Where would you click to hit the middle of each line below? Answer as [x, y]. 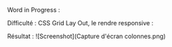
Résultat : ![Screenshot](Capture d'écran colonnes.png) [87, 36]
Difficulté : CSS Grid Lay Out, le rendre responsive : [80, 23]
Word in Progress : [34, 10]
